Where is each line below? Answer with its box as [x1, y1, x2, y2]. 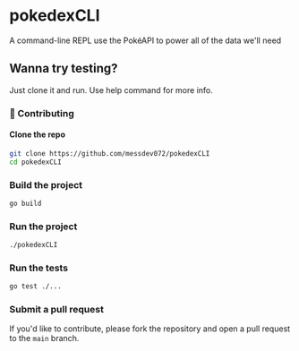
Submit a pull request [9, 304, 105, 316]
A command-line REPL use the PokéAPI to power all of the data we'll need [9, 35, 282, 46]
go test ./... [9, 282, 63, 291]
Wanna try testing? [9, 61, 118, 76]
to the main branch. [9, 333, 80, 344]
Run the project [9, 220, 78, 233]
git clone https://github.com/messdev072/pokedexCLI [9, 149, 210, 158]
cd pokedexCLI [9, 158, 63, 167]
